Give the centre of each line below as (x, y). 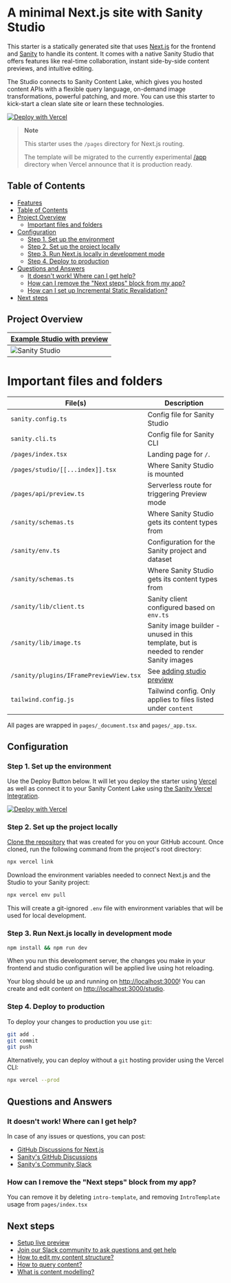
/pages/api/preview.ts (47, 493)
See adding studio (177, 671)
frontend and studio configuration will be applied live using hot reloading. (111, 968)
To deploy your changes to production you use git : (80, 1021)
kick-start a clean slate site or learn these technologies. (86, 103)
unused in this (170, 634)
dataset (159, 559)
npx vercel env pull (37, 895)
